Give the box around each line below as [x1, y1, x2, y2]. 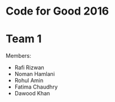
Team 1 [5, 32, 42, 46]
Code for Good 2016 [5, 4, 110, 18]
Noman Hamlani [14, 70, 55, 78]
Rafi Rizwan [14, 64, 44, 71]
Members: [5, 52, 32, 59]
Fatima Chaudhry [14, 83, 58, 90]
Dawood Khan [14, 90, 51, 97]
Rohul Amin [14, 77, 44, 84]
